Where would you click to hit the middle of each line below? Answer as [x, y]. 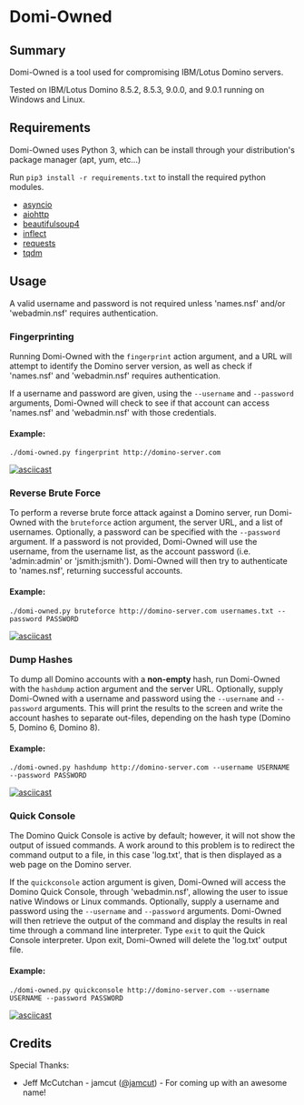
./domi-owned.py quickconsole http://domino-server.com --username [140, 990]
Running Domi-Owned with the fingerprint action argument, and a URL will [151, 356]
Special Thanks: [39, 1065]
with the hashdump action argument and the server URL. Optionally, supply [147, 688]
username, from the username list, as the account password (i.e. [130, 551]
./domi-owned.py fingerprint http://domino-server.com [115, 453]
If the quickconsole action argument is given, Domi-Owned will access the [147, 882]
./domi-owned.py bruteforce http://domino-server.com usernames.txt [142, 611]
